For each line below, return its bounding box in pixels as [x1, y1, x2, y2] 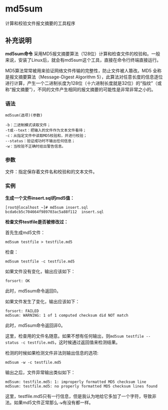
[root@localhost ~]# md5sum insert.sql [5, 205, 88, 210]
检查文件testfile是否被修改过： [5, 219, 68, 225]
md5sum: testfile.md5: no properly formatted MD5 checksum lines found [5, 383, 157, 389]
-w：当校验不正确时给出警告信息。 [5, 144, 66, 149]
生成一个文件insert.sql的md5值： [5, 195, 75, 201]
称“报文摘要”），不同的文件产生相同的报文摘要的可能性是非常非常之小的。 [5, 86, 156, 92]
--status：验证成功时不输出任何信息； [5, 139, 75, 144]
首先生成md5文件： [5, 229, 45, 235]
